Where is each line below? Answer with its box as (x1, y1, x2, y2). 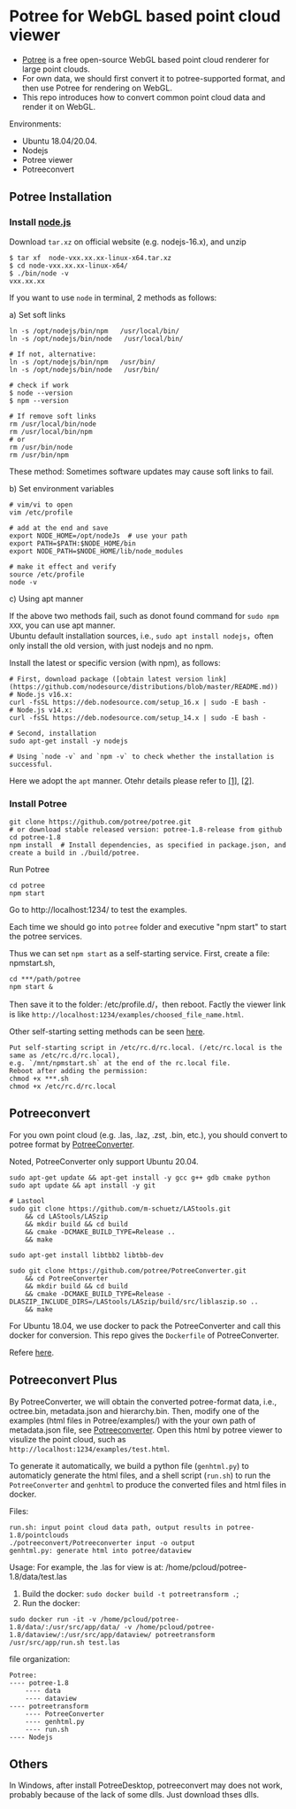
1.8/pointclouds (9, 1530, 69, 1540)
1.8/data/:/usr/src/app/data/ (9, 1622, 121, 1631)
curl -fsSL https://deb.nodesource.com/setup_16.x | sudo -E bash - (9, 698, 267, 707)
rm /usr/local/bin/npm (9, 427, 93, 436)
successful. (9, 760, 53, 769)
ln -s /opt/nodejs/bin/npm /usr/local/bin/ (9, 326, 179, 336)
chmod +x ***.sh (9, 1074, 69, 1083)
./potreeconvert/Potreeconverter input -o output (9, 1538, 196, 1547)
